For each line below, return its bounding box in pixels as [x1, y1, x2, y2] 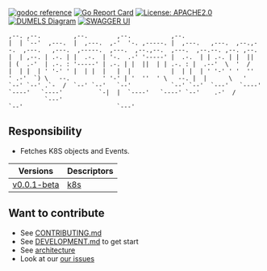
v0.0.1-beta [12, 179, 60, 190]
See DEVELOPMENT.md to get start [19, 236, 139, 246]
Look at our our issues [19, 253, 95, 263]
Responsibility [8, 125, 82, 138]
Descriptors [67, 165, 114, 176]
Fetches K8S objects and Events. [19, 146, 131, 155]
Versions [18, 165, 54, 176]
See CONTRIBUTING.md [19, 227, 102, 238]
